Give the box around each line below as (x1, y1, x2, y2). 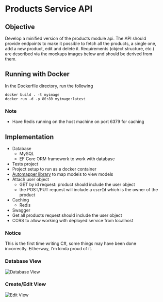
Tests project (12, 161, 39, 166)
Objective (5, 23, 35, 31)
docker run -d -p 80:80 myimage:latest (5, 96, 86, 101)
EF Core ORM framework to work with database (19, 156, 115, 162)
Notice (5, 229, 21, 236)
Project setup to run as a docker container (12, 166, 97, 172)
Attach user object (12, 176, 49, 182)
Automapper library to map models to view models (12, 171, 114, 177)
